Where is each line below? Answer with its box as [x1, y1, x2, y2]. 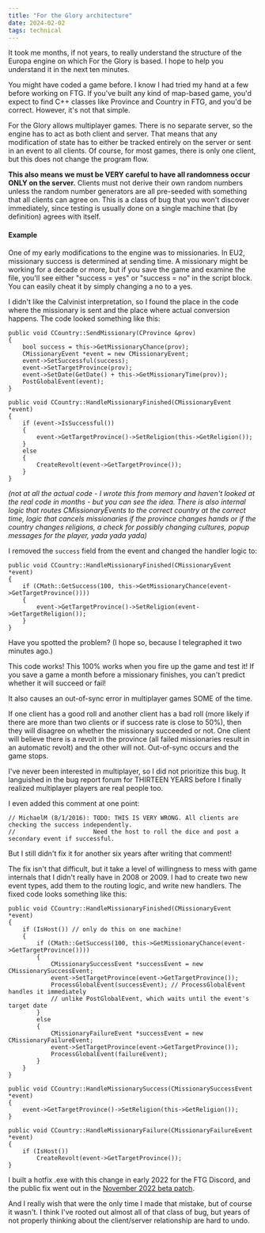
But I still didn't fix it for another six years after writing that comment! [8, 849, 232, 858]
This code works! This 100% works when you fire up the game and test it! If [8, 661, 255, 670]
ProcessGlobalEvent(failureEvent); [50, 1050, 168, 1058]
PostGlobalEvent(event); [22, 377, 104, 385]
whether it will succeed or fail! [8, 678, 107, 688]
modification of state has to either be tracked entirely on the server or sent [8, 138, 252, 147]
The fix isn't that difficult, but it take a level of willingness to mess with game [8, 864, 257, 873]
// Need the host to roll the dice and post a [8, 827, 239, 836]
